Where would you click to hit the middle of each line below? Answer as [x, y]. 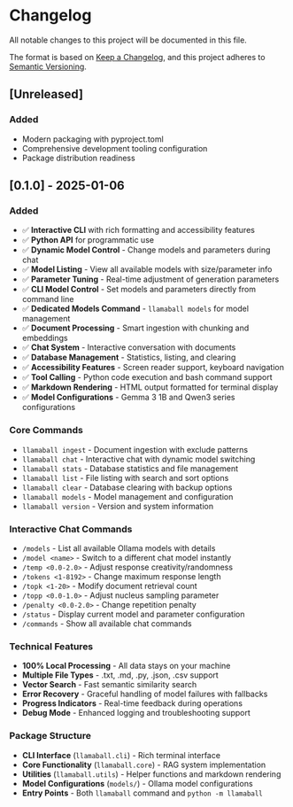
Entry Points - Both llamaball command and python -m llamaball [143, 793]
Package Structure [50, 736]
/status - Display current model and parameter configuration [133, 614]
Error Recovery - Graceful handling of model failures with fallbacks [145, 694]
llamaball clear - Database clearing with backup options [127, 487]
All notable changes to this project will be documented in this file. [128, 40]
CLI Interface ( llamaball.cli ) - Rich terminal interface [121, 755]
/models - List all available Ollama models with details [119, 548]
